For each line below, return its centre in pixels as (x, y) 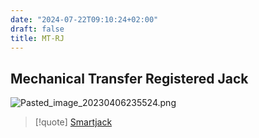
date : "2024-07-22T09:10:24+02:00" (84, 19)
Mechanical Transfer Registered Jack (129, 78)
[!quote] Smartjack (73, 122)
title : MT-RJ (37, 38)
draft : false (37, 29)
